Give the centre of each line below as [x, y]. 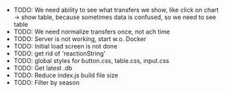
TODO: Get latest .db [43, 68]
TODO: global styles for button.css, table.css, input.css [91, 61]
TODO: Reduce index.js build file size [66, 75]
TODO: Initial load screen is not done [65, 46]
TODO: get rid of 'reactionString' [60, 53]
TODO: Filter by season [47, 82]
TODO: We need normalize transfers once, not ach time [92, 31]
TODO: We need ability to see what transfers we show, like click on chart [116, 10]
